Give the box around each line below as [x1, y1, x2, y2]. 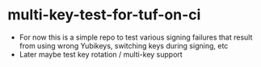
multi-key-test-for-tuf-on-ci [7, 6, 201, 24]
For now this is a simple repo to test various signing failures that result [19, 32, 253, 42]
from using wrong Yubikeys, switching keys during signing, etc [19, 40, 229, 50]
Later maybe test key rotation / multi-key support [19, 49, 183, 59]
